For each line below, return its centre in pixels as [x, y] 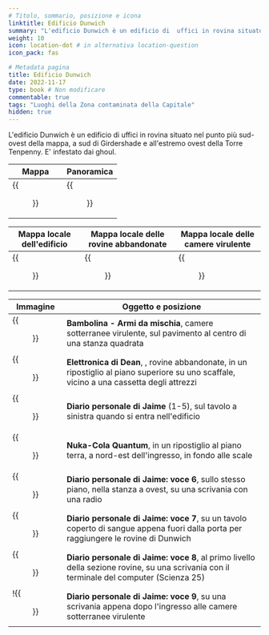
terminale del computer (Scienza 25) [136, 577]
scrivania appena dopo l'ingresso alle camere [152, 607]
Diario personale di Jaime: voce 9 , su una [147, 597]
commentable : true [39, 97]
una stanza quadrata [105, 344]
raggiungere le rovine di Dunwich [129, 539]
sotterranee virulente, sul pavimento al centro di [157, 333]
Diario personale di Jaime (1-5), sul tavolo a [152, 407]
